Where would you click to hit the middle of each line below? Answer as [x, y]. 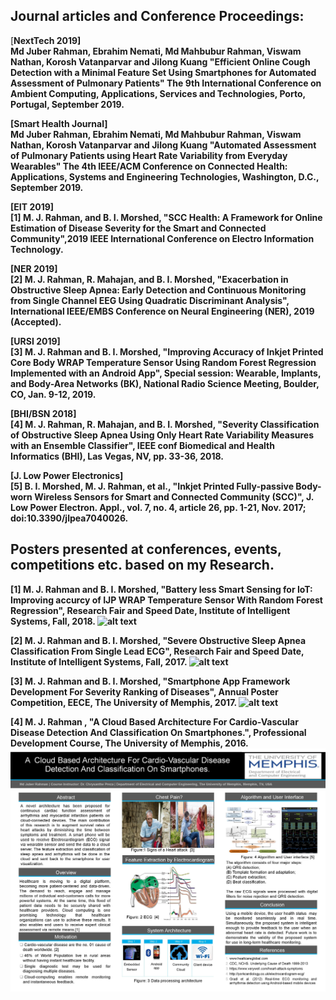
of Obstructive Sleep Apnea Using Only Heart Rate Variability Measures [162, 435]
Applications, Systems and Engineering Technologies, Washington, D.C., [165, 176]
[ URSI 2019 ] [35, 341]
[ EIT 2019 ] [32, 206]
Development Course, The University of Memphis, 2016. [129, 743]
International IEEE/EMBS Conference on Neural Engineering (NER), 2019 [162, 311]
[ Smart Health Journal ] [59, 123]
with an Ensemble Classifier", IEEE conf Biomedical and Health [142, 445]
